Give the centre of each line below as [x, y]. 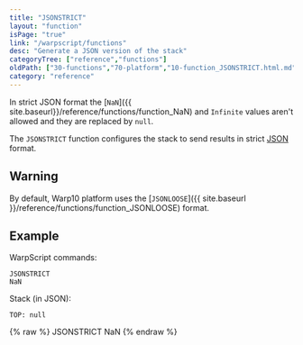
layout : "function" [46, 26]
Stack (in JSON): [41, 299]
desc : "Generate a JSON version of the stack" [98, 51]
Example [34, 236]
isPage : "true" [38, 34]
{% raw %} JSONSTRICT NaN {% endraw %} [93, 332]
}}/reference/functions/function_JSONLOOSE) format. [110, 207]
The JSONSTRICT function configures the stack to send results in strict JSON [149, 138]
